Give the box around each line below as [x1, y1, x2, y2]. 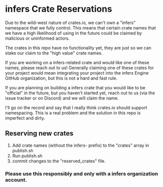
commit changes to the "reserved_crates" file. [12, 158, 106, 164]
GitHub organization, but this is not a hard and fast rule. [5, 75, 118, 81]
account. [5, 176, 27, 183]
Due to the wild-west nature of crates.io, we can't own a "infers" [5, 20, 136, 26]
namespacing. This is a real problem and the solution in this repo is [5, 109, 141, 116]
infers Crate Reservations [5, 3, 112, 15]
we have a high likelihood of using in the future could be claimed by [5, 30, 142, 36]
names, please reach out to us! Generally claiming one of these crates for [5, 65, 154, 71]
